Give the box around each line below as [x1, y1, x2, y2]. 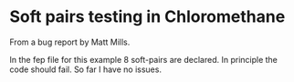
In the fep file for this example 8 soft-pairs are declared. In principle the [9, 54, 278, 65]
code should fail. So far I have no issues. [9, 64, 163, 75]
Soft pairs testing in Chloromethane [9, 6, 286, 27]
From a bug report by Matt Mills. [9, 36, 131, 47]
